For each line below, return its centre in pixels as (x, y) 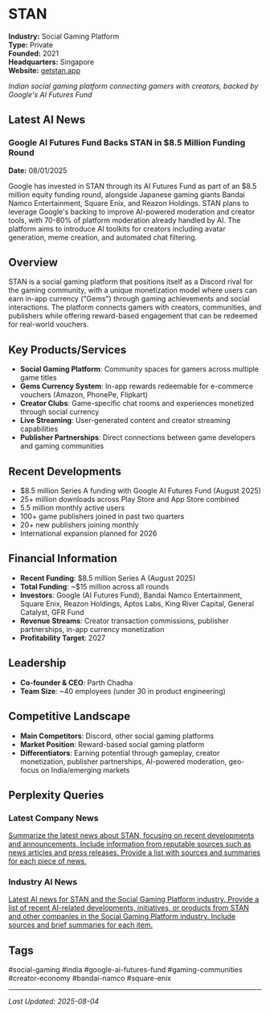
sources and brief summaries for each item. (81, 925)
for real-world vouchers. (49, 324)
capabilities (39, 429)
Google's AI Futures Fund (50, 94)
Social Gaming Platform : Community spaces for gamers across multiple (139, 369)
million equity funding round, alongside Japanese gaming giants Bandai (127, 195)
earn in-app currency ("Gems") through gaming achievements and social (129, 299)
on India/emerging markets (85, 770)
